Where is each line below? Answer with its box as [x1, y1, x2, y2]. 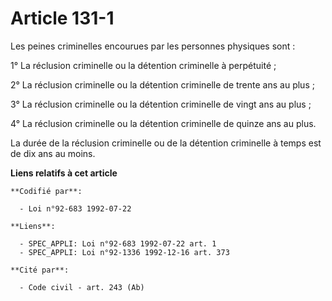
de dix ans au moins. [10, 147, 96, 159]
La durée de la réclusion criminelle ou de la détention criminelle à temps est [10, 137, 322, 149]
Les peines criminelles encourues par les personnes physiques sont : [10, 40, 296, 52]
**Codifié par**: [10, 186, 83, 196]
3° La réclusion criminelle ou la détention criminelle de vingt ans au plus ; [10, 98, 312, 110]
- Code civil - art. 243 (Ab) [19, 282, 145, 292]
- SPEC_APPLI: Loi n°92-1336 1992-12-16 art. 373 [19, 247, 230, 257]
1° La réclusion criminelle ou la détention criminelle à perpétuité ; [10, 59, 277, 71]
